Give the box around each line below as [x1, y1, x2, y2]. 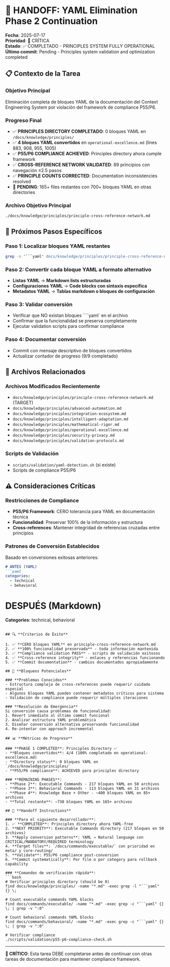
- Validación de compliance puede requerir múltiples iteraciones [5, 695, 148, 700]
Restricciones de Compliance [5, 497, 79, 504]
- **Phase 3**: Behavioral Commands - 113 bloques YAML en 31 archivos [5, 786, 159, 791]
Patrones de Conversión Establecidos [5, 543, 100, 550]
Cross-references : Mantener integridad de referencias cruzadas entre [12, 525, 160, 531]
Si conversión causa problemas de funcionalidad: [5, 708, 112, 714]
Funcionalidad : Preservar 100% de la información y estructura [12, 519, 143, 525]
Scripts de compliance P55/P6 [12, 467, 76, 473]
